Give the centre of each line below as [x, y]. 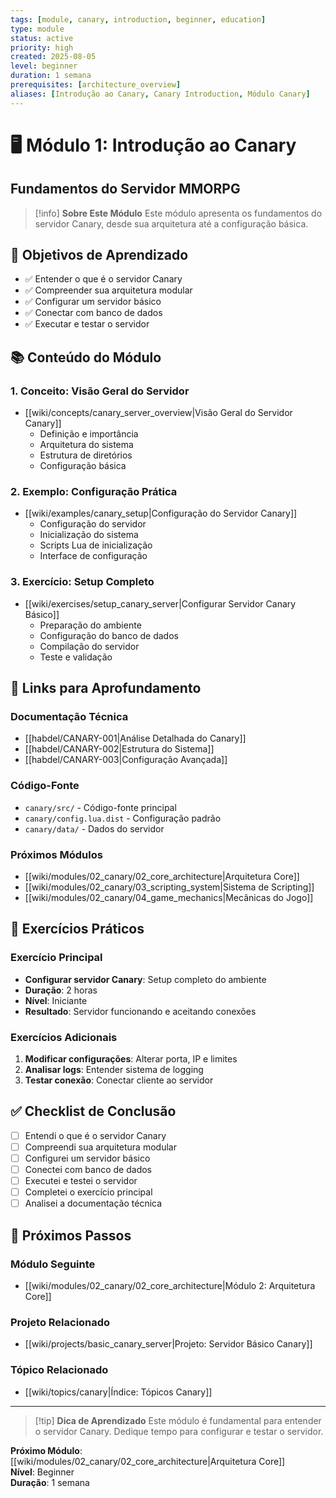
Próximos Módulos [56, 854]
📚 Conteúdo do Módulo [86, 357]
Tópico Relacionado [59, 1370]
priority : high [42, 47]
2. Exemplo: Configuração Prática [94, 492]
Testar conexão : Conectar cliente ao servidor [119, 1080]
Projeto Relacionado [60, 1322]
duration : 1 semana [51, 76]
